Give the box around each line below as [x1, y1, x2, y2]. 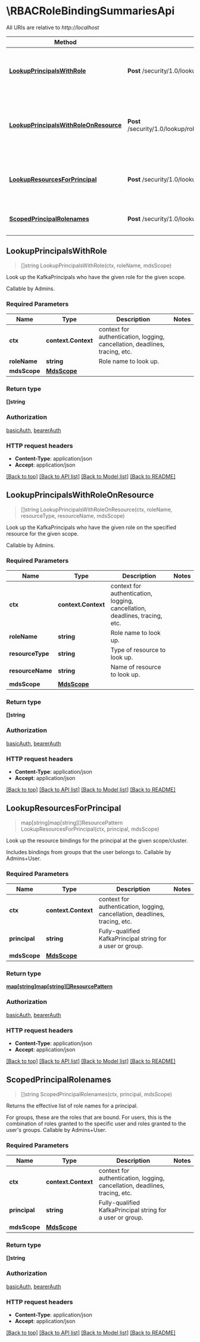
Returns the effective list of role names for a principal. [6, 1102, 138, 1109]
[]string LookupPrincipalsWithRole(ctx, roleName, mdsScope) [20, 262, 172, 269]
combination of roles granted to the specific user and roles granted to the [6, 1120, 186, 1127]
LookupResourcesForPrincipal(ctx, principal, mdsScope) [20, 825, 160, 833]
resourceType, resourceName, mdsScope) [20, 512, 125, 519]
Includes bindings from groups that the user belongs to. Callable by [6, 848, 171, 855]
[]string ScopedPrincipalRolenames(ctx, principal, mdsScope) [20, 1090, 173, 1097]
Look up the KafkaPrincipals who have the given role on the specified [6, 524, 177, 531]
